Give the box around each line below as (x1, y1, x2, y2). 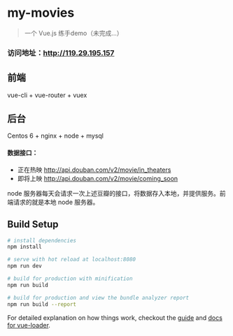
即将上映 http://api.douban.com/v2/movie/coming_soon (17, 174, 178, 182)
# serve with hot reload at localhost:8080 (7, 256, 136, 263)
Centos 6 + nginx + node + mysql (7, 131, 104, 140)
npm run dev (7, 263, 42, 270)
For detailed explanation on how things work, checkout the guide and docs (7, 313, 223, 322)
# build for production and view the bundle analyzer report (7, 294, 190, 301)
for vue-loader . (7, 321, 51, 329)
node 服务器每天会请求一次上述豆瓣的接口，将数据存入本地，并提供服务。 (7, 189, 220, 197)
